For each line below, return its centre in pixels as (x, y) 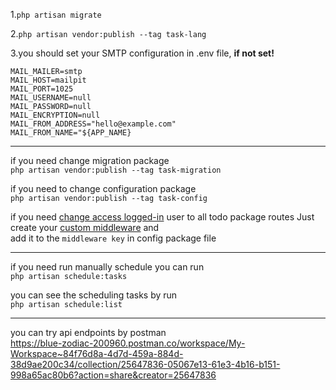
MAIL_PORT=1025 (42, 89)
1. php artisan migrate (56, 14)
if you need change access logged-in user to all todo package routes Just (162, 217)
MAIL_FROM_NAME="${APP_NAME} (71, 133)
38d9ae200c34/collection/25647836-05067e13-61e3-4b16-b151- (145, 364)
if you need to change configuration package (103, 188)
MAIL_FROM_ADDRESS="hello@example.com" (93, 124)
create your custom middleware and (85, 227)
